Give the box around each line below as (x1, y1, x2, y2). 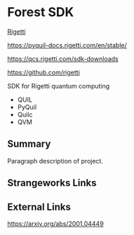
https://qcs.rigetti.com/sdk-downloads (7, 54, 119, 63)
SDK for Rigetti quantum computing (7, 81, 110, 90)
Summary (7, 138, 51, 150)
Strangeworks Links (7, 177, 97, 189)
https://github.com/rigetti (7, 68, 81, 76)
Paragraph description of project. (7, 156, 104, 165)
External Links (7, 201, 72, 213)
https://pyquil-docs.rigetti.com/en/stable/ (7, 41, 128, 49)
